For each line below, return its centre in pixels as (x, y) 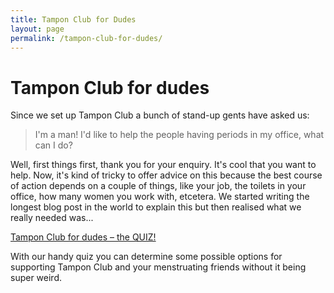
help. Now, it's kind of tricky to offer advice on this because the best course (166, 175)
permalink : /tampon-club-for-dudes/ (86, 38)
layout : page (37, 29)
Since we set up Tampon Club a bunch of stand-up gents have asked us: (160, 115)
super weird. (36, 278)
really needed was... (52, 218)
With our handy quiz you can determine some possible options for (146, 257)
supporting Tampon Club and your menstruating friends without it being (158, 267)
